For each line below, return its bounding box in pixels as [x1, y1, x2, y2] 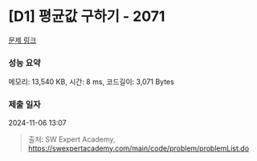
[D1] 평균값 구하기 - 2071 [8, 7, 165, 26]
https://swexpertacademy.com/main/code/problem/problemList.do [27, 143, 250, 153]
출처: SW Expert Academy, [27, 134, 116, 144]
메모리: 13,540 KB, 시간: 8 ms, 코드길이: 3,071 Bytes [8, 77, 174, 87]
